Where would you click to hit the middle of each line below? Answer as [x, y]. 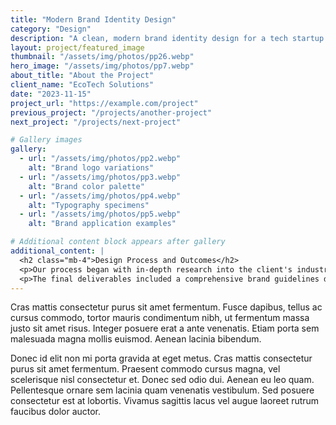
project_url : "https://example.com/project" [104, 103]
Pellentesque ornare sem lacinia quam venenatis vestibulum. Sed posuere [162, 390]
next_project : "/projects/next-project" [96, 122]
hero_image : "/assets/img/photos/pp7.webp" [102, 66]
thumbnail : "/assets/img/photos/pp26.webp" [102, 57]
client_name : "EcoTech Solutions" [82, 85]
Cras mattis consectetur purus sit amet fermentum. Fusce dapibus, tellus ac [166, 307]
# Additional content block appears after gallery [118, 242]
